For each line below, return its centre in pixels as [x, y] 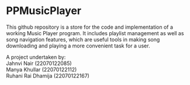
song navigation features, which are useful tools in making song [83, 39]
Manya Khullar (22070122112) [42, 69]
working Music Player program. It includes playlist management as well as [95, 33]
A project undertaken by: [36, 57]
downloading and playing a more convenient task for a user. [78, 46]
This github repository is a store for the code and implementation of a [90, 27]
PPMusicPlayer [44, 11]
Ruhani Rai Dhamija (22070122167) [48, 76]
